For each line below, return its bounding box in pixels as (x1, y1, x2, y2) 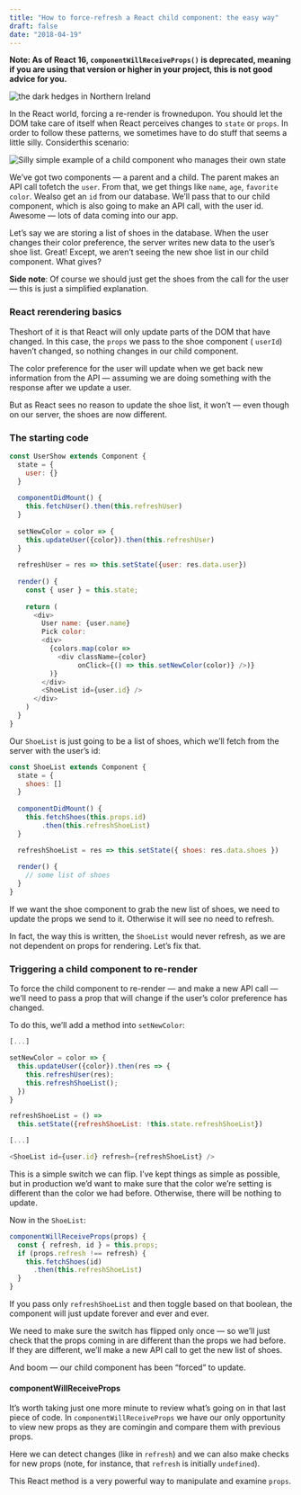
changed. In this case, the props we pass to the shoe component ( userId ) (9, 336, 283, 346)
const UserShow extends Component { (9, 452, 146, 461)
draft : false (9, 22, 58, 31)
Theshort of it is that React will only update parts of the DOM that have (9, 326, 271, 337)
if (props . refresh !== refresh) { (17, 1249, 146, 1258)
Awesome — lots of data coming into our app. (9, 210, 179, 221)
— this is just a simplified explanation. (9, 283, 149, 294)
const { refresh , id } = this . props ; (17, 1240, 159, 1249)
